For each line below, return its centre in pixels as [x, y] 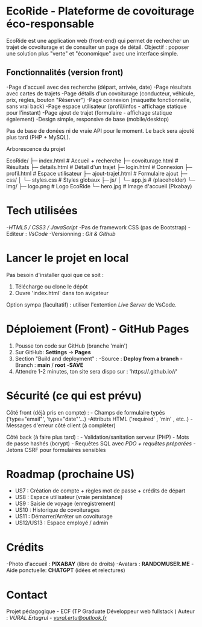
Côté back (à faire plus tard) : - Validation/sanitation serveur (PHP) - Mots [98, 437]
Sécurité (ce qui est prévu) [74, 396]
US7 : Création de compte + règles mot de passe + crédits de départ [100, 491]
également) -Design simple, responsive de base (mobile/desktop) [88, 119]
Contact [27, 595]
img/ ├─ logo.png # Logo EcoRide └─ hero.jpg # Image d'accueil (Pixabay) [99, 186]
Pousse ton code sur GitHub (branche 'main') [71, 346]
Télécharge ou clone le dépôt [51, 286]
